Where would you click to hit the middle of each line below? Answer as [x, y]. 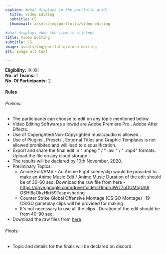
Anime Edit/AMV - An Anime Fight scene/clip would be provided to [88, 172]
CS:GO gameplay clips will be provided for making [71, 203]
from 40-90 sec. [37, 214]
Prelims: [13, 103]
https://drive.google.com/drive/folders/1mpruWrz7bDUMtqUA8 [84, 188]
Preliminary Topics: [32, 166]
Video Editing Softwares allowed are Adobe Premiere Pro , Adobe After [85, 124]
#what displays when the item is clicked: [50, 33]
